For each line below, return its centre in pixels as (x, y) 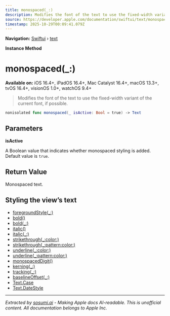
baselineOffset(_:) (31, 277)
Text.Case (23, 283)
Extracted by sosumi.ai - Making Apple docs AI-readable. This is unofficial (83, 302)
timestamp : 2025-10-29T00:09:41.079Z (45, 24)
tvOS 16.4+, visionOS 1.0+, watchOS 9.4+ (49, 88)
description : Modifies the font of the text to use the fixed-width (79, 15)
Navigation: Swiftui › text (32, 39)
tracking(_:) (25, 271)
